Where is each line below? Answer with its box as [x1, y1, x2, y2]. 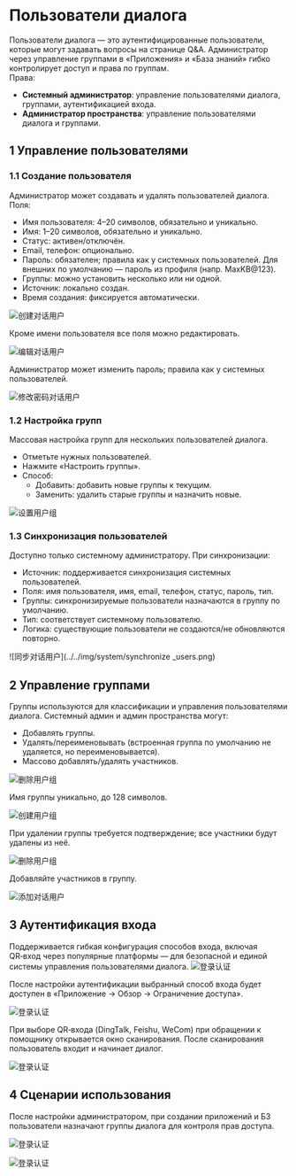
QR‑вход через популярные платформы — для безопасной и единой [9, 950, 268, 961]
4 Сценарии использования [9, 1087, 171, 1102]
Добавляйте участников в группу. [9, 873, 137, 884]
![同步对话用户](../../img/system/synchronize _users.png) [9, 652, 216, 662]
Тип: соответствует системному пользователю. [21, 615, 203, 625]
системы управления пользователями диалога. [9, 961, 189, 971]
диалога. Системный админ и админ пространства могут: [9, 710, 229, 722]
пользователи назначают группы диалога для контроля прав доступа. [9, 1120, 275, 1131]
